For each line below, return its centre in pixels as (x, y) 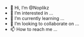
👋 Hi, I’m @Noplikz (30, 8)
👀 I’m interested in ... (32, 13)
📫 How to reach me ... (34, 29)
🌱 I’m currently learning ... (37, 18)
